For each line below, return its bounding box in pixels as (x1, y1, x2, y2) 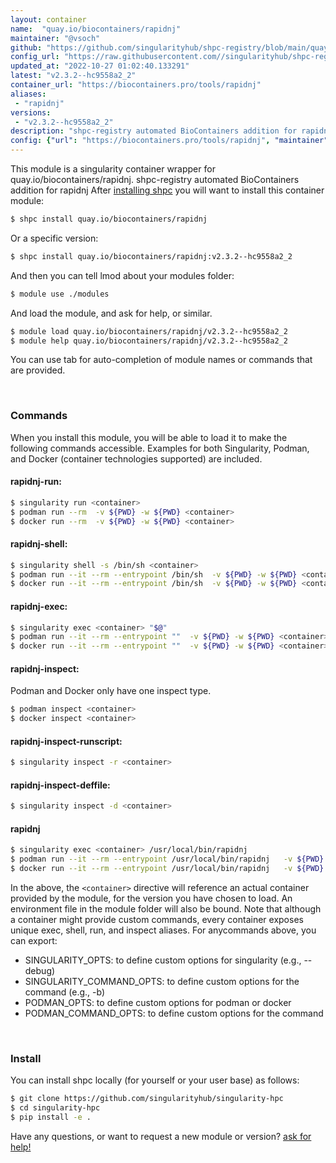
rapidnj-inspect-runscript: (10, 735, 123, 747)
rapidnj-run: (10, 476, 62, 488)
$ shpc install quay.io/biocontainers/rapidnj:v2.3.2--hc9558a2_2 (10, 251, 293, 261)
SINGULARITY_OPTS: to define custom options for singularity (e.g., (24, 954, 302, 966)
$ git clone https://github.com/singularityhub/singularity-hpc (10, 1094, 284, 1104)
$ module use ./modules (10, 289, 110, 299)
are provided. (10, 364, 66, 376)
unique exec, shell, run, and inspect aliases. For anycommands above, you (10, 924, 317, 936)
